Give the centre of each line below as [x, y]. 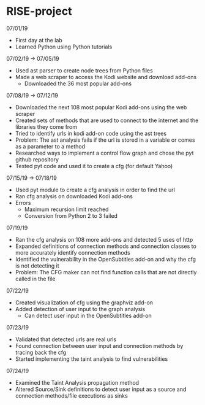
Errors [23, 202]
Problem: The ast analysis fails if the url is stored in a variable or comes [105, 140]
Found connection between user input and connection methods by [99, 345]
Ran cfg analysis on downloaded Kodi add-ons [74, 196]
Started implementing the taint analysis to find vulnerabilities [91, 359]
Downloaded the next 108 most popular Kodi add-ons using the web [101, 107]
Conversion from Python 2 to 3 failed [71, 215]
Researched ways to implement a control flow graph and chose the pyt [104, 153]
